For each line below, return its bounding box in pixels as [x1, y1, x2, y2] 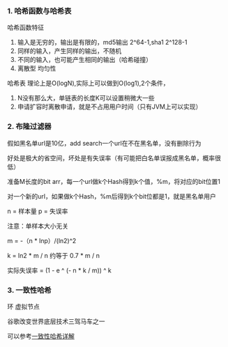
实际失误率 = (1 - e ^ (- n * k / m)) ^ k [7, 266, 112, 275]
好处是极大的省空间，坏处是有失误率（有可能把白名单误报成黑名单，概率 [7, 153, 215, 162]
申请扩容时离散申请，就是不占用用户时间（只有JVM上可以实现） [17, 102, 202, 111]
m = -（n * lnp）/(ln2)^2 [7, 236, 77, 245]
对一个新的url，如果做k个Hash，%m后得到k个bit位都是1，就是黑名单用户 [7, 192, 216, 200]
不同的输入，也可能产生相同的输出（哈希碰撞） [17, 56, 152, 64]
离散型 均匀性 [17, 64, 56, 72]
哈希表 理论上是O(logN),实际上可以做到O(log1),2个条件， [7, 79, 169, 88]
